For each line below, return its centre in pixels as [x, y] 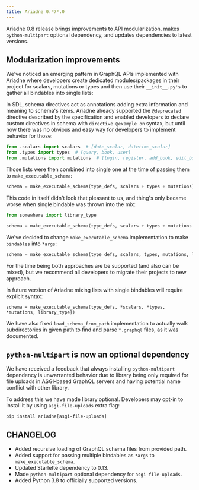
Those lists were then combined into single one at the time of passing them [98, 169]
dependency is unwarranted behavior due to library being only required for [97, 375]
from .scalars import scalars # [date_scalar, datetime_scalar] [88, 147]
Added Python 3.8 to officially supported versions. [76, 480]
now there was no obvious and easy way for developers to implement [91, 130]
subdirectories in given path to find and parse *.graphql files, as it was [92, 330]
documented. [23, 336]
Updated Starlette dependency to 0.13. [62, 468]
